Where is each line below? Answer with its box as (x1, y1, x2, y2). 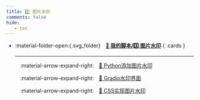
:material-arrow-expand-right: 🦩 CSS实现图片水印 (20, 87, 146, 95)
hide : (6, 20, 20, 25)
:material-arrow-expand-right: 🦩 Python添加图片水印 (20, 62, 153, 69)
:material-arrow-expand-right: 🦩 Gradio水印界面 (20, 75, 142, 82)
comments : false (6, 14, 46, 20)
